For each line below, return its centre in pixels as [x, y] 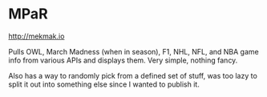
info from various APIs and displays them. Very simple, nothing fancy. [123, 60]
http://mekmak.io [36, 36]
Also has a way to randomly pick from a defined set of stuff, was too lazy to [133, 75]
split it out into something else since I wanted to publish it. [104, 84]
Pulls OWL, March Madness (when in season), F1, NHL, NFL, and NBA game [133, 51]
